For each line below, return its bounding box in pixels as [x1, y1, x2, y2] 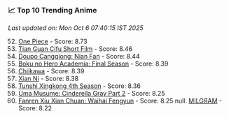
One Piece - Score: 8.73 [18, 37, 88, 46]
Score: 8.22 [18, 104, 52, 112]
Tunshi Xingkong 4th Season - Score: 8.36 [18, 82, 141, 90]
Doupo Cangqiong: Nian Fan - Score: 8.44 [18, 52, 141, 61]
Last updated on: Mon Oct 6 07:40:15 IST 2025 [8, 24, 144, 32]
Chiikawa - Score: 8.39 [18, 67, 85, 75]
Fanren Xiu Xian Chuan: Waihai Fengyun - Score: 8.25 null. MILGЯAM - [18, 96, 223, 105]
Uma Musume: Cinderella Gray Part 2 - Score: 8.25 [18, 89, 165, 98]
